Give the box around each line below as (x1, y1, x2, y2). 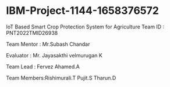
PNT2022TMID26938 (6, 29, 58, 36)
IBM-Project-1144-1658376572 (6, 4, 159, 17)
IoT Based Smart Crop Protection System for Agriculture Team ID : (6, 23, 165, 30)
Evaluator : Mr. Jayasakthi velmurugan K (6, 52, 103, 59)
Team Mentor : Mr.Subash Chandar (6, 41, 90, 48)
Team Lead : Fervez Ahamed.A (6, 63, 80, 70)
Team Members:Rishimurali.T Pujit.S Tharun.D (6, 74, 116, 81)
